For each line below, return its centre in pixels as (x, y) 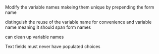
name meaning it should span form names (48, 27)
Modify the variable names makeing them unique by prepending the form (80, 7)
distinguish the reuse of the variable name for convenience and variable (79, 22)
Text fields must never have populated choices (53, 46)
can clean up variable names (35, 37)
